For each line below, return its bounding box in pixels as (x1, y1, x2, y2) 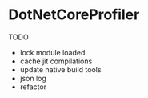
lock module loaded (19, 47, 86, 57)
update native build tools (19, 64, 102, 74)
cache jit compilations (19, 56, 93, 66)
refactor (19, 82, 46, 92)
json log (19, 73, 46, 83)
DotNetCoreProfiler (8, 6, 140, 24)
